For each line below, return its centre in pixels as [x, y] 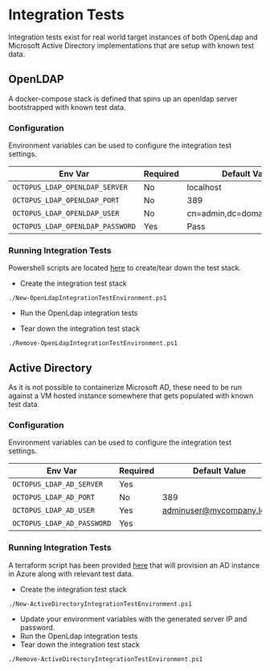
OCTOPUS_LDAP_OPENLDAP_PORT [66, 201]
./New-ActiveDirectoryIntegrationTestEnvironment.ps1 [100, 604]
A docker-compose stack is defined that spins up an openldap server [123, 99]
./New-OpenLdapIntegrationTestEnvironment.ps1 [88, 299]
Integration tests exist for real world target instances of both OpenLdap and [133, 37]
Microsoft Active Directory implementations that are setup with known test [131, 45]
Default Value [219, 471]
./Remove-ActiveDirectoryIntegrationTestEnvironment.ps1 [106, 659]
